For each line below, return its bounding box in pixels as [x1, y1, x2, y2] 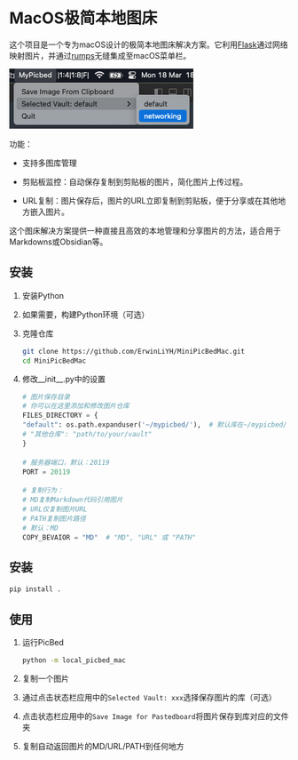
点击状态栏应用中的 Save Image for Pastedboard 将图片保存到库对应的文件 [21, 710, 289, 721]
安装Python [21, 290, 65, 300]
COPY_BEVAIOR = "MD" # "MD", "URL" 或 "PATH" [21, 532, 197, 542]
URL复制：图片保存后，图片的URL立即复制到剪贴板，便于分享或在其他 [21, 195, 278, 205]
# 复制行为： [21, 486, 64, 495]
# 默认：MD [21, 524, 59, 532]
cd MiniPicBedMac [21, 356, 87, 365]
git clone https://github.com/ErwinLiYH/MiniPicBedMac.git [21, 347, 246, 356]
